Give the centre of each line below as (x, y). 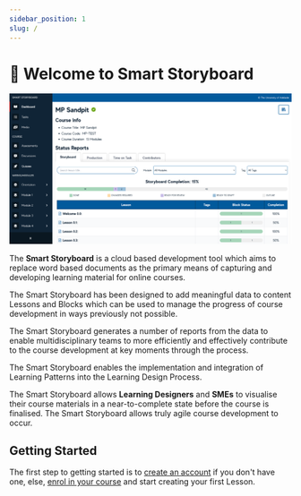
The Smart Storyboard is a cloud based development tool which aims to (142, 258)
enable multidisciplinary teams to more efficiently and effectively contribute (149, 340)
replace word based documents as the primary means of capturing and (141, 268)
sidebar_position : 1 (48, 19)
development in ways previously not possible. (94, 313)
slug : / (24, 28)
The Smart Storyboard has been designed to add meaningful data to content (150, 295)
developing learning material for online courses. (98, 277)
